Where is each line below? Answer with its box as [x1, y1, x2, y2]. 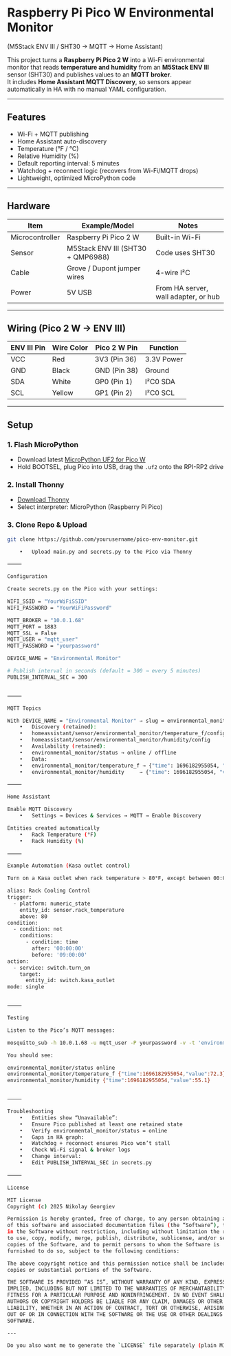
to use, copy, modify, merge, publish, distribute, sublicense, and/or [7, 1235, 217, 1242]
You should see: [7, 1052, 54, 1059]
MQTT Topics [7, 705, 41, 712]
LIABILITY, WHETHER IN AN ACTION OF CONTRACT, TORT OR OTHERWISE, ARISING [7, 1304, 226, 1311]
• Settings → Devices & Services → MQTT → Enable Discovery [19, 812, 201, 819]
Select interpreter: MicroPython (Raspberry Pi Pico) [16, 503, 163, 511]
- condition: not [13, 926, 63, 933]
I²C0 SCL [144, 388, 175, 398]
